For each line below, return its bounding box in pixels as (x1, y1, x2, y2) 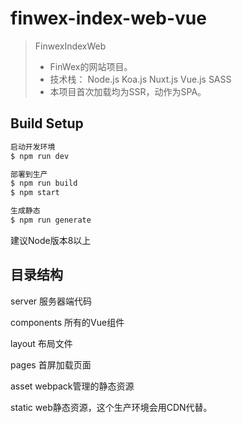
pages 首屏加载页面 (10, 358, 92, 371)
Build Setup (10, 115, 84, 132)
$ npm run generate (10, 215, 92, 225)
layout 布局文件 (10, 337, 73, 349)
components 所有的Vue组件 (10, 316, 125, 328)
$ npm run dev (10, 151, 70, 161)
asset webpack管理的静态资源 (10, 380, 135, 392)
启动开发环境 (10, 142, 56, 152)
